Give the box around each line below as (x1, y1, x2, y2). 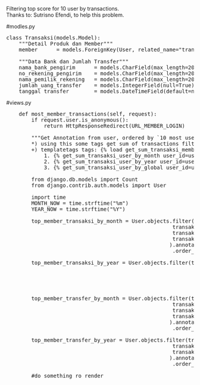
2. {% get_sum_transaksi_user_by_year (43, 158, 157, 165)
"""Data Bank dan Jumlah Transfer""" (18, 58, 129, 65)
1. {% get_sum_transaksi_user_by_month (43, 152, 161, 159)
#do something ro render (31, 373, 104, 379)
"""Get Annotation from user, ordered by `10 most (31, 134, 183, 141)
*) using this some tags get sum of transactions (31, 140, 179, 147)
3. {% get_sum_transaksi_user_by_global (43, 164, 164, 171)
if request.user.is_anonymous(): (31, 117, 129, 123)
